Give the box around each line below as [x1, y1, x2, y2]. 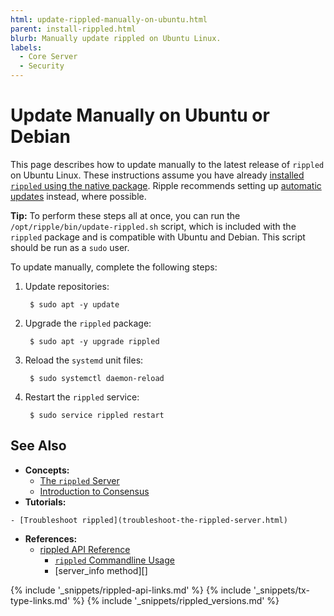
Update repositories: [24, 280, 110, 292]
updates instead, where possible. [10, 190, 147, 202]
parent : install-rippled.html [10, 24, 137, 34]
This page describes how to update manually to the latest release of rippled [10, 158, 325, 170]
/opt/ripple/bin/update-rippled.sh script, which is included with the [10, 220, 297, 232]
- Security [19, 61, 65, 71]
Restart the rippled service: [24, 391, 140, 403]
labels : [10, 42, 43, 53]
